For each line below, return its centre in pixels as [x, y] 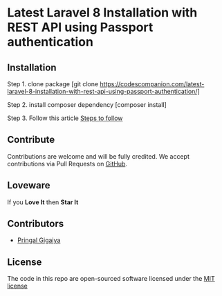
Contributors [36, 224]
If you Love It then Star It [43, 202]
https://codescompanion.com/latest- [152, 84]
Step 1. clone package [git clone [53, 84]
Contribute [31, 140]
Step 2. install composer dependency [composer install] [87, 105]
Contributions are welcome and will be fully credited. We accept [99, 156]
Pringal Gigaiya [39, 240]
